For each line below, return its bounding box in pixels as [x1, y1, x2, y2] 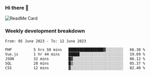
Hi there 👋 [5, 4, 29, 11]
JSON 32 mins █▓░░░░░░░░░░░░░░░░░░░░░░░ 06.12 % [5, 56, 146, 61]
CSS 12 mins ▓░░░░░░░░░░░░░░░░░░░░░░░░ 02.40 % [5, 65, 146, 70]
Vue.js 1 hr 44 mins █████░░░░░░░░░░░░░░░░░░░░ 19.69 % [5, 52, 146, 57]
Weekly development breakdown [5, 28, 86, 35]
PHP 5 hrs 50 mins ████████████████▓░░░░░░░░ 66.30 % [5, 47, 146, 53]
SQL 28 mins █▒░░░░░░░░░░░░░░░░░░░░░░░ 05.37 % [5, 61, 146, 66]
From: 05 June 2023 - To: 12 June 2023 [5, 38, 86, 43]
